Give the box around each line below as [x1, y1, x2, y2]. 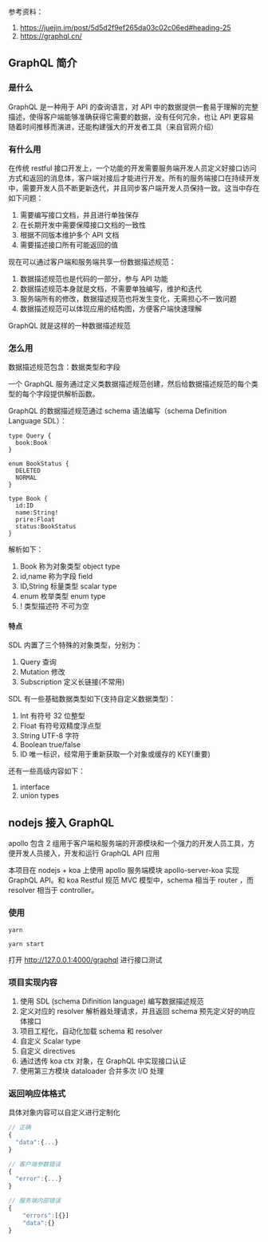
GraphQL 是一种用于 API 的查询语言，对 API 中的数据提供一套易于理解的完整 [8, 102, 259, 112]
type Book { [8, 495, 48, 503]
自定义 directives [19, 1046, 76, 1055]
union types [19, 791, 60, 800]
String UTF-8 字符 [19, 731, 80, 741]
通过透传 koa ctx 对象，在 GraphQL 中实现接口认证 [19, 1055, 187, 1066]
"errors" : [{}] [22, 1211, 69, 1220]
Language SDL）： [8, 416, 68, 426]
